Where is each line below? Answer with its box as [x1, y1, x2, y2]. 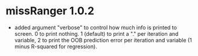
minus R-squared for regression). [14, 43, 97, 50]
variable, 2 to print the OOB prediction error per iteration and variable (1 [14, 36, 193, 43]
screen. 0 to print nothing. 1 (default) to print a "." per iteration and [14, 30, 179, 37]
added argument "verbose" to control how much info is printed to [14, 24, 177, 31]
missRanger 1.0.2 [5, 4, 95, 18]
